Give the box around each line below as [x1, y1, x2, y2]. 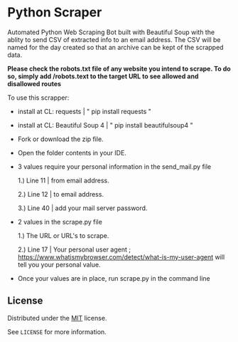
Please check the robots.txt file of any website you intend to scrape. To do [7, 64, 231, 73]
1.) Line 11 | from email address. [17, 176, 110, 185]
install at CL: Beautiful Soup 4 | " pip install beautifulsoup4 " [17, 120, 193, 129]
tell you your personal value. [17, 260, 101, 269]
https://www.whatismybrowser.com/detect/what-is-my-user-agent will [17, 252, 225, 261]
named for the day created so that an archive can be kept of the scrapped [7, 43, 224, 51]
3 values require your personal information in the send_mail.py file [17, 162, 212, 171]
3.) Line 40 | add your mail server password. [17, 204, 148, 212]
